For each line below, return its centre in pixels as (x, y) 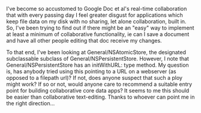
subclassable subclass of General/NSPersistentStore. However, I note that (97, 59)
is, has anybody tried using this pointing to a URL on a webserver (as (91, 71)
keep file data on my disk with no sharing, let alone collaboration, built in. (96, 21)
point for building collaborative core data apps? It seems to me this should (98, 90)
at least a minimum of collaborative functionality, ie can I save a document (98, 34)
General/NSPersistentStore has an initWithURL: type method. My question (97, 65)
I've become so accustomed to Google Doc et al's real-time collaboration (97, 9)
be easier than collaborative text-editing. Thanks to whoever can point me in (100, 97)
